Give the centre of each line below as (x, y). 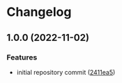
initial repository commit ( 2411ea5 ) (66, 72)
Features (22, 57)
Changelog (39, 12)
